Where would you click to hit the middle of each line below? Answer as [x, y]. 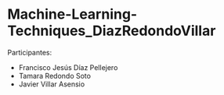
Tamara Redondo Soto [55, 76]
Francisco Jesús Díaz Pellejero [68, 67]
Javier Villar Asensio [52, 84]
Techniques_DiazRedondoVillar [112, 31]
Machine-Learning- [72, 14]
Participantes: [30, 52]
